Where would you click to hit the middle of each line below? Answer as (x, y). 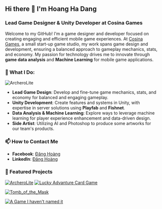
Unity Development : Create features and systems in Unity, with (76, 103)
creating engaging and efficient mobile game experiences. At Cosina (74, 39)
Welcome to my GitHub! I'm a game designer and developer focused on (77, 33)
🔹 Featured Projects (29, 172)
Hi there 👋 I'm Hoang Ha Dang (51, 9)
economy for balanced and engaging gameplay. (60, 97)
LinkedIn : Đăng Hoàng (35, 159)
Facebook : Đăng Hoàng (36, 154)
